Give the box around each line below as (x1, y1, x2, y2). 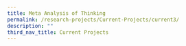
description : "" (7, 22, 54, 29)
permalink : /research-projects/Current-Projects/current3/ (7, 16, 180, 23)
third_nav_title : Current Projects (7, 28, 109, 36)
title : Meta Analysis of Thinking (7, 9, 106, 17)
